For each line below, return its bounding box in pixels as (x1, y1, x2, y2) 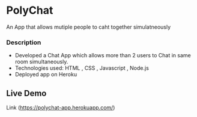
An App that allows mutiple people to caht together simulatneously (6, 23, 171, 30)
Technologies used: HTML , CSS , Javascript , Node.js (14, 64, 149, 72)
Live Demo (6, 88, 47, 98)
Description (6, 38, 41, 47)
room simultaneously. (14, 58, 68, 66)
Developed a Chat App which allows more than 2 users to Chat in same (14, 52, 191, 59)
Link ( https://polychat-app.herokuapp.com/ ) (6, 104, 115, 111)
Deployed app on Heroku (14, 71, 77, 78)
